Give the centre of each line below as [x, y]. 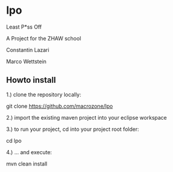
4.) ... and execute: [29, 152]
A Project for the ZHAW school [44, 38]
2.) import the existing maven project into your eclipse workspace [87, 117]
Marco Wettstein [26, 61]
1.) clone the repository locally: [44, 94]
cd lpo [14, 140]
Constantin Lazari [28, 50]
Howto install [31, 80]
